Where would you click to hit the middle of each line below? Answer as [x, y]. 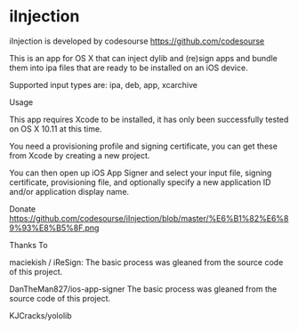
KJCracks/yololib [40, 315]
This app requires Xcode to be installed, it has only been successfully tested [149, 119]
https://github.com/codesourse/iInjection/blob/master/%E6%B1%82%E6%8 [149, 218]
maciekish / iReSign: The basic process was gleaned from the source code [146, 262]
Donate [23, 209]
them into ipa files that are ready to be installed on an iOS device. [129, 68]
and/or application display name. [69, 191]
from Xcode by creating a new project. [80, 155]
